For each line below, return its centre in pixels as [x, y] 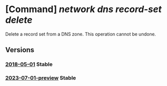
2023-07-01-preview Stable [41, 78]
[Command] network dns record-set [83, 9]
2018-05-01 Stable [29, 64]
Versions [20, 50]
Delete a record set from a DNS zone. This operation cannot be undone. [81, 34]
